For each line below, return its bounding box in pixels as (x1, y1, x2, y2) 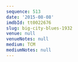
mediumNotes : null (6, 47, 51, 53)
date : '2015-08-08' (6, 14, 54, 20)
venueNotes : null (6, 36, 49, 42)
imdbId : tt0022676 (6, 19, 51, 25)
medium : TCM (6, 42, 35, 48)
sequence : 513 (6, 8, 41, 15)
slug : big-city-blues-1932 (6, 25, 73, 31)
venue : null (6, 31, 35, 37)
